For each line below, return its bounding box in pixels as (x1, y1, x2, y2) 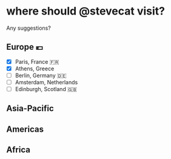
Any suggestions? (6, 24, 52, 32)
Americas (6, 124, 44, 134)
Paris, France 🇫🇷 (15, 58, 59, 65)
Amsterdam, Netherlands (15, 78, 78, 86)
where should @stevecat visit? (6, 4, 166, 18)
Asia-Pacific (6, 103, 55, 113)
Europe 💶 (6, 42, 44, 52)
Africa (6, 144, 30, 155)
